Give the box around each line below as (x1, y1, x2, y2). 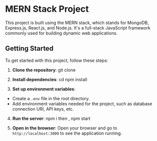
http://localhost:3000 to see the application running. (12, 130, 122, 136)
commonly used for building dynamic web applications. (5, 30, 118, 36)
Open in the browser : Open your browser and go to (12, 125, 118, 131)
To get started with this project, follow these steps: (5, 57, 109, 63)
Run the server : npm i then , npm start (12, 115, 91, 121)
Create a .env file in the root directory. (12, 95, 90, 101)
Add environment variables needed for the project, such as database (12, 101, 153, 107)
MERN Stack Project (5, 3, 89, 15)
